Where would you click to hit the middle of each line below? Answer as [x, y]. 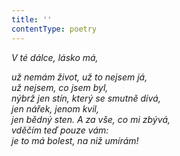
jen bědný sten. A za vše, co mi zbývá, [91, 119]
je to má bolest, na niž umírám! [75, 140]
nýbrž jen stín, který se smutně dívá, [86, 98]
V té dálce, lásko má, [55, 57]
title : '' [32, 19]
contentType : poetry [54, 29]
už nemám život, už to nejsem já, [79, 77]
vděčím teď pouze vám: [60, 130]
